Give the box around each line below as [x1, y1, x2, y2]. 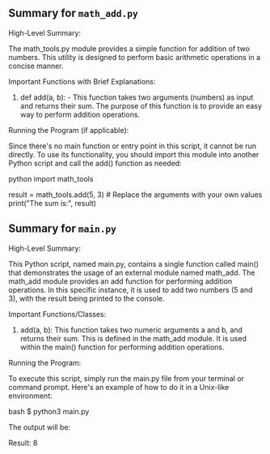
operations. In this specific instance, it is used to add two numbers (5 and [8, 285, 253, 294]
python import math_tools [8, 173, 94, 183]
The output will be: [8, 422, 71, 432]
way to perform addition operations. [19, 109, 140, 119]
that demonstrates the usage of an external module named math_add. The [8, 268, 255, 277]
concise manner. [8, 61, 64, 71]
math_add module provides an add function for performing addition [8, 276, 233, 286]
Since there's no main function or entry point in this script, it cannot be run [8, 141, 257, 151]
